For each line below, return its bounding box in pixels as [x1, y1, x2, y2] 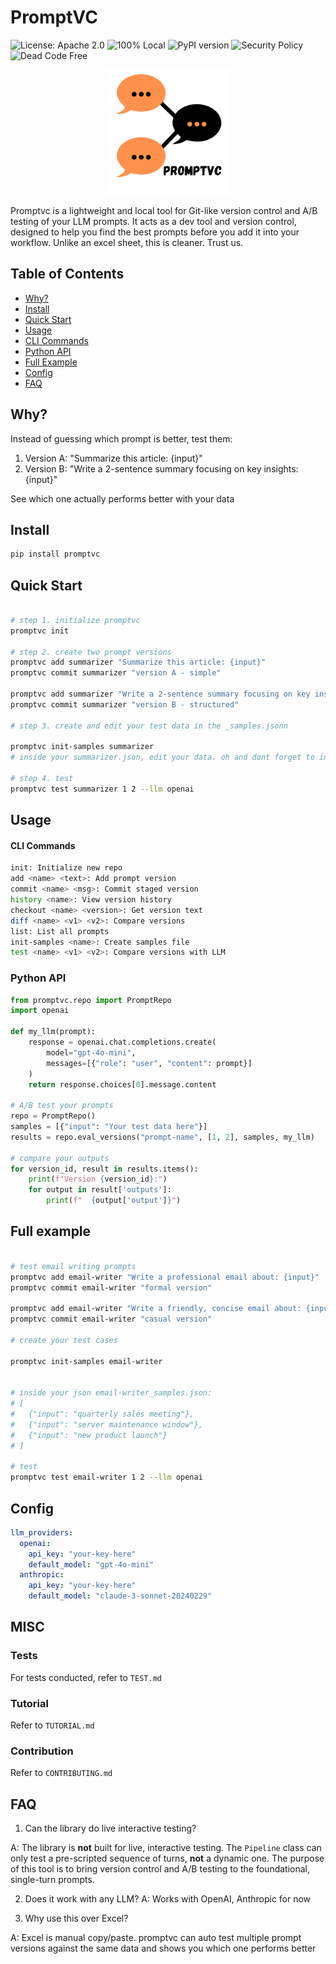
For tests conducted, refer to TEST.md [10, 1671, 162, 1683]
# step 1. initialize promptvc [10, 615, 141, 625]
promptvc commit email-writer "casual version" [10, 1314, 213, 1325]
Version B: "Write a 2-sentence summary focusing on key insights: [24, 462, 299, 475]
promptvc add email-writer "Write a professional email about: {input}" [10, 1272, 320, 1282]
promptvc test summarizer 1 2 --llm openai [10, 784, 195, 794]
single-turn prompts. [10, 1874, 95, 1886]
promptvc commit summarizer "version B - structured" [10, 699, 240, 710]
